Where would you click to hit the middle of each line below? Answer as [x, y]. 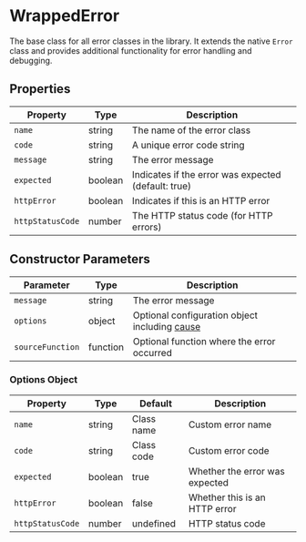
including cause [167, 326]
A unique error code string [188, 145]
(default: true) [162, 186]
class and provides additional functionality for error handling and [131, 50]
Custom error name [230, 424]
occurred [153, 353]
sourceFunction [47, 347]
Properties [40, 89]
